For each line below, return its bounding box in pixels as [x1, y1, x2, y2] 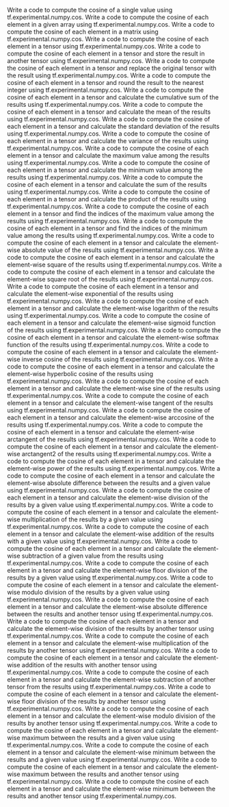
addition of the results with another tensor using [21, 661, 157, 669]
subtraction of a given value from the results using [21, 551, 164, 560]
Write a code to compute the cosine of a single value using [7, 6, 173, 14]
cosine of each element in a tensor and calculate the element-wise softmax [7, 334, 219, 341]
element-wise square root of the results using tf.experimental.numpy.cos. [7, 275, 214, 283]
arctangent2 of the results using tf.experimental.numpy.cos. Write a [21, 450, 212, 458]
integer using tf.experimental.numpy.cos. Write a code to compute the [7, 86, 204, 94]
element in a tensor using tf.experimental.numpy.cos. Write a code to [7, 42, 201, 50]
